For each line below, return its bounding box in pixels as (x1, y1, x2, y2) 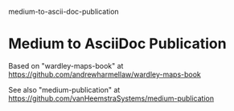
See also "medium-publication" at (8, 85, 121, 94)
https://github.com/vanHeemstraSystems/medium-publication (8, 93, 215, 103)
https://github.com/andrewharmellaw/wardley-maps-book (8, 69, 201, 79)
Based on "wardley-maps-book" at (8, 61, 124, 70)
